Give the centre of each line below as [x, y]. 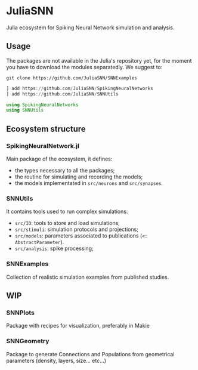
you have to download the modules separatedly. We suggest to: [84, 67]
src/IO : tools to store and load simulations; [67, 223]
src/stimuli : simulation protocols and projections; [77, 229]
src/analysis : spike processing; [54, 248]
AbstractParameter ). [39, 242]
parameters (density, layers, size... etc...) [56, 360]
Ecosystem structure [46, 129]
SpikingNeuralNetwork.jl [43, 146]
